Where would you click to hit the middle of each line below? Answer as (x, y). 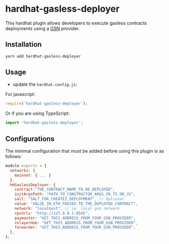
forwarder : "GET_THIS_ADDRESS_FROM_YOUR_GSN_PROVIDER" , (75, 228)
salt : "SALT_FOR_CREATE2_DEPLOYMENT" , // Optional (69, 199)
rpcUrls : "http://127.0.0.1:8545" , (52, 213)
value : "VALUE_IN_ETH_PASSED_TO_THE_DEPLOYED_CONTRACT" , (76, 204)
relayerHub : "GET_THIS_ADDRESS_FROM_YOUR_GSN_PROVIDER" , (76, 223)
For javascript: (20, 94)
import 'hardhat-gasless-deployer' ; (44, 123)
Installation (23, 45)
